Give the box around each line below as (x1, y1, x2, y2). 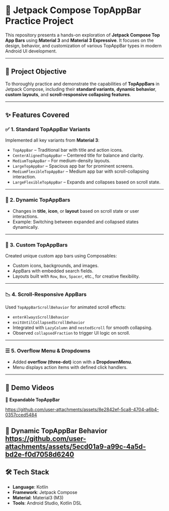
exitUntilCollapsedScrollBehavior (12, 320, 85, 326)
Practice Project (5, 15, 74, 27)
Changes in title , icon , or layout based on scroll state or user (12, 208, 139, 214)
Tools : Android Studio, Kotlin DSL (12, 500, 82, 506)
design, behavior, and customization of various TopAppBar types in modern (5, 42, 162, 48)
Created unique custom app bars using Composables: (5, 253, 117, 259)
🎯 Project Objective (5, 68, 67, 76)
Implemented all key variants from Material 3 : (5, 137, 100, 143)
